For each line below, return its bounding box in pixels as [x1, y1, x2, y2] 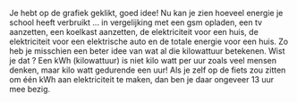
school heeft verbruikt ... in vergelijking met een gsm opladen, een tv [9, 17, 262, 28]
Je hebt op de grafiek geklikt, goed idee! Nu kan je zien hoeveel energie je [9, 8, 284, 18]
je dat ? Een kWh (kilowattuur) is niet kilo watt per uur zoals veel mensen [9, 56, 277, 65]
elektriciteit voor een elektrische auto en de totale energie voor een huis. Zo [9, 36, 289, 47]
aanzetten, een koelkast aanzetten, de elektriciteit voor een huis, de [9, 27, 259, 37]
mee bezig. [9, 84, 51, 94]
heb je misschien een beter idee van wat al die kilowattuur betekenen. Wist [9, 46, 285, 56]
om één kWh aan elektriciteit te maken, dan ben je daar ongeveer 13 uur [9, 74, 275, 84]
